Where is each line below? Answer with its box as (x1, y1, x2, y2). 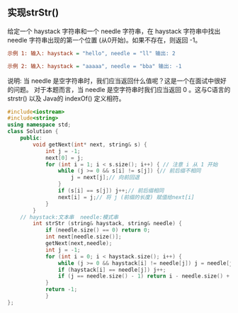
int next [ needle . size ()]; (45, 233, 122, 241)
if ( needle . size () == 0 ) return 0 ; (45, 227, 151, 234)
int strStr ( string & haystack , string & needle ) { (33, 220, 182, 227)
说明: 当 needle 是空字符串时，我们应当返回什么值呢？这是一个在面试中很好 (7, 76, 227, 85)
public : (20, 135, 42, 142)
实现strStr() (7, 6, 59, 19)
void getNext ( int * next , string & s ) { (33, 141, 147, 148)
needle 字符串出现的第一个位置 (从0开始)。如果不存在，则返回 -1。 (7, 35, 202, 44)
